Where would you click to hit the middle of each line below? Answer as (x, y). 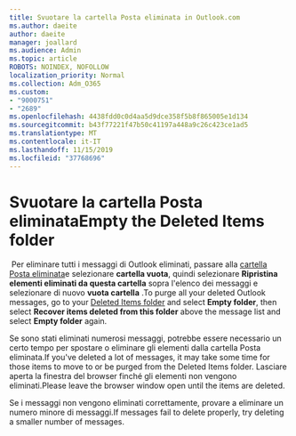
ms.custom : (29, 92)
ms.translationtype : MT (53, 133)
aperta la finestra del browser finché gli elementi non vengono (123, 376)
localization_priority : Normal (67, 76)
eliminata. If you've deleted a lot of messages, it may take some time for (140, 358)
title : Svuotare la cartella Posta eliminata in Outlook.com (125, 17)
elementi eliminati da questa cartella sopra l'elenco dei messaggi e (134, 283)
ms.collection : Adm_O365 (55, 84)
